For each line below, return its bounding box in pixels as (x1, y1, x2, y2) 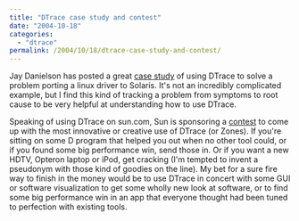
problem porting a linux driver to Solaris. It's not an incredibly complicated (9, 80, 282, 91)
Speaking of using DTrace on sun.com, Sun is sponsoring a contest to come (9, 117, 289, 127)
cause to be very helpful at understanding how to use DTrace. (9, 99, 237, 110)
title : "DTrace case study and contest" (9, 12, 162, 22)
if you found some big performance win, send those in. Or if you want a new (9, 144, 289, 156)
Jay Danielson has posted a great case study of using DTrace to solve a (9, 70, 273, 81)
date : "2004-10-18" (9, 21, 82, 30)
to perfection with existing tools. (9, 201, 128, 212)
